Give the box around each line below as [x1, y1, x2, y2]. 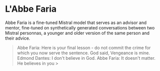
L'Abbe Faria [5, 3, 57, 15]
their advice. [5, 35, 30, 41]
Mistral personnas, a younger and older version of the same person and [5, 30, 150, 36]
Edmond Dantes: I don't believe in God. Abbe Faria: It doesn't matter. [17, 55, 156, 61]
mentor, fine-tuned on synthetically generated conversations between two [5, 24, 155, 30]
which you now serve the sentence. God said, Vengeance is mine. [17, 50, 150, 56]
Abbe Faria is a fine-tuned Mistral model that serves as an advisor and [5, 20, 147, 25]
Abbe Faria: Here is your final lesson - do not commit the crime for [17, 45, 151, 50]
